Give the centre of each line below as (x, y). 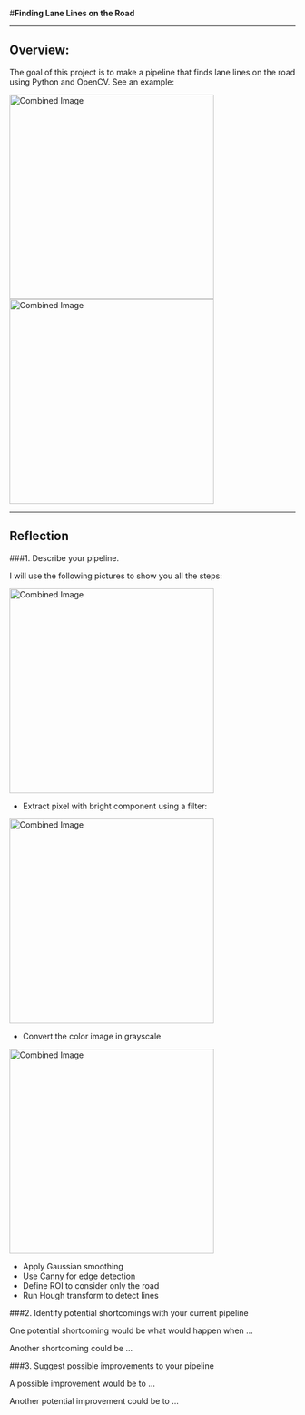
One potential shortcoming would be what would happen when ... (132, 1330)
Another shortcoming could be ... (71, 1348)
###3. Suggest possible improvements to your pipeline (112, 1365)
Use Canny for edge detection (79, 1276)
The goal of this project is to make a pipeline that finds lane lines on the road (152, 72)
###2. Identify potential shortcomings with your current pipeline (129, 1312)
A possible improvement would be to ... (83, 1383)
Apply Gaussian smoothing (73, 1266)
